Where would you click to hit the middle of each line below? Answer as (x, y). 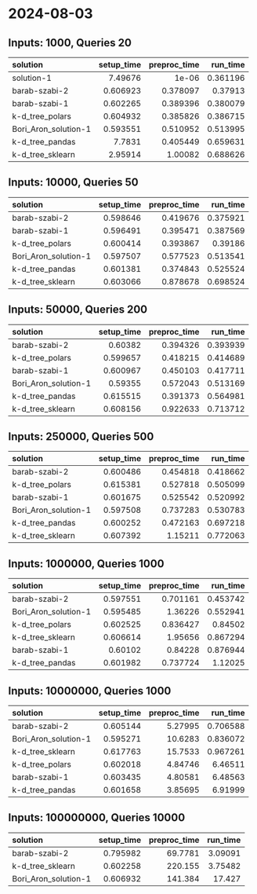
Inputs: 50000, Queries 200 (78, 310)
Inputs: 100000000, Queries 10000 (97, 818)
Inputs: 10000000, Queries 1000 (90, 691)
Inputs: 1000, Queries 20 (70, 43)
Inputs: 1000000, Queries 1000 (86, 564)
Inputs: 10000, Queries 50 (73, 183)
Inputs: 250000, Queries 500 (81, 437)
